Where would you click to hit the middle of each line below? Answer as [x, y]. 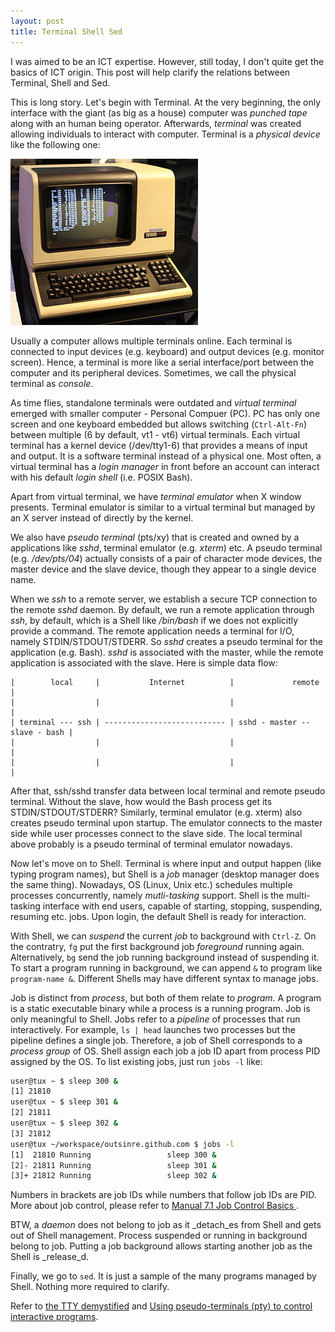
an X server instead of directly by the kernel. [102, 517]
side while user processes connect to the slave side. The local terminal [156, 833]
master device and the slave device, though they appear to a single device [163, 569]
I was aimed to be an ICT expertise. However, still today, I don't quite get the [167, 61]
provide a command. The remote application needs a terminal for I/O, [152, 631]
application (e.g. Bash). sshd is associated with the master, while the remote [167, 652]
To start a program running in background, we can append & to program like [166, 967]
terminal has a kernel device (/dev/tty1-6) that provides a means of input [159, 445]
